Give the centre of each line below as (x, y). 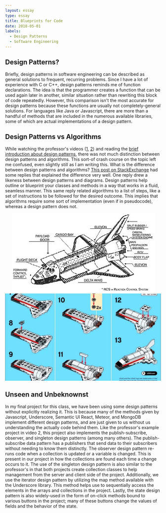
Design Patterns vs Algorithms (53, 137)
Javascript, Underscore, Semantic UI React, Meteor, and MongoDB (73, 417)
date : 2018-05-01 (23, 26)
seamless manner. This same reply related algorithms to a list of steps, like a (83, 190)
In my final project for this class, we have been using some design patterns (82, 406)
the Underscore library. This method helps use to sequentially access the (80, 485)
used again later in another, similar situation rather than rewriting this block (81, 95)
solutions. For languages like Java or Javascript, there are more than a (77, 110)
